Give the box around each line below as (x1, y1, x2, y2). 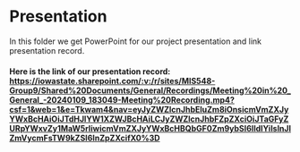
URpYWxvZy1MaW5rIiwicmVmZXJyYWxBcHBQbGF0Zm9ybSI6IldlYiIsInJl (9, 122, 292, 133)
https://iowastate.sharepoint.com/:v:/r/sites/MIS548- (9, 75, 216, 86)
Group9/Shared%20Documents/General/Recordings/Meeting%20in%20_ (9, 85, 291, 96)
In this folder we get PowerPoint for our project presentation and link (9, 36, 262, 46)
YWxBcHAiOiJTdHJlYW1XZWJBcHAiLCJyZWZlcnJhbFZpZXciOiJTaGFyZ (9, 114, 289, 124)
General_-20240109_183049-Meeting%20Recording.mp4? (9, 94, 236, 105)
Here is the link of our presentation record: (9, 65, 171, 77)
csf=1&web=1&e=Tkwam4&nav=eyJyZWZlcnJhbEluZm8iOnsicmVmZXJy (9, 104, 289, 114)
